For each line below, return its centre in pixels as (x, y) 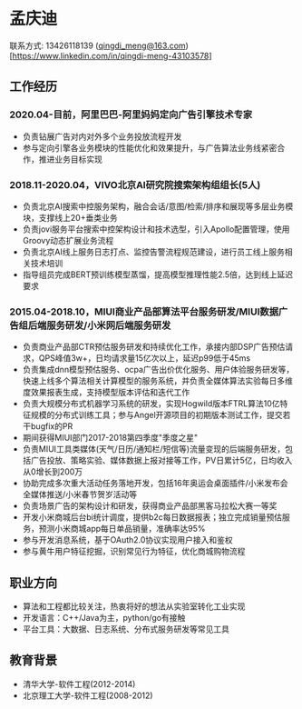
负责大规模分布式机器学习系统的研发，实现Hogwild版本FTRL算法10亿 (151, 404)
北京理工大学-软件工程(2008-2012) (88, 695)
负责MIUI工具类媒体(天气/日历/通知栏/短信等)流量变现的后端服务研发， (154, 449)
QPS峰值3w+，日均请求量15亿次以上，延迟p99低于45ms (145, 358)
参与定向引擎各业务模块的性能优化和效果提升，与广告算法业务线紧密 (150, 147)
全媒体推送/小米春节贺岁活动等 (80, 494)
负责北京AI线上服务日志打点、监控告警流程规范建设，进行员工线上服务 (154, 252)
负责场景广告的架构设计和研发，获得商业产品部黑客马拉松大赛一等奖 (150, 506)
